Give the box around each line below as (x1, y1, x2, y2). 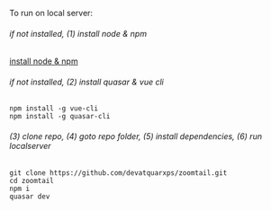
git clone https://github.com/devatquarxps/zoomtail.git (9, 168, 228, 178)
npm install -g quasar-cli (9, 112, 111, 121)
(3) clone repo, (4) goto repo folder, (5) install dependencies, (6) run (9, 131, 263, 142)
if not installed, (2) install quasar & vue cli (9, 76, 164, 87)
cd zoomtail (9, 176, 54, 185)
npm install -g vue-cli (9, 104, 99, 113)
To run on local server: (9, 8, 93, 18)
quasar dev (9, 192, 50, 201)
